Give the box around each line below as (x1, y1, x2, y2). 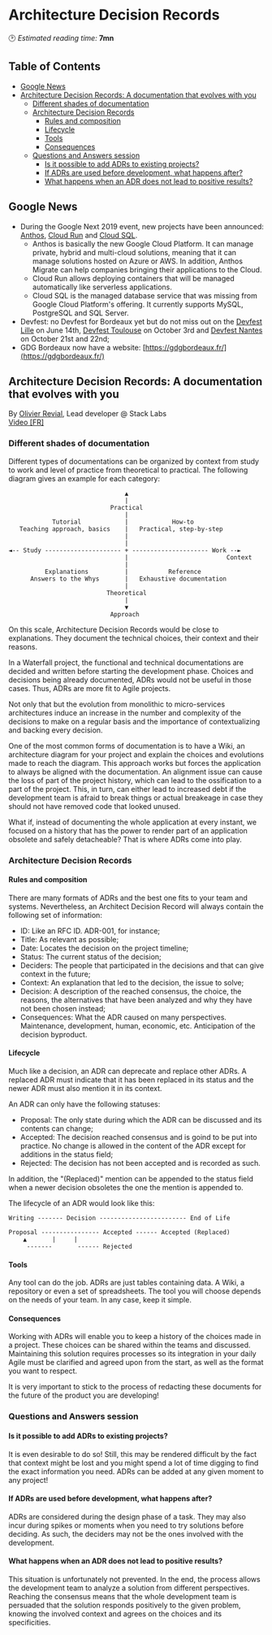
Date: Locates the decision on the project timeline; (19, 943, 189, 953)
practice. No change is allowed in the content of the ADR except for (19, 1141, 246, 1150)
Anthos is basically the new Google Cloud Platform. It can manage (32, 238, 254, 249)
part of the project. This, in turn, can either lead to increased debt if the (8, 784, 247, 794)
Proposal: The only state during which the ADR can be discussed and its (19, 1115, 262, 1124)
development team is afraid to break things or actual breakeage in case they (8, 793, 264, 802)
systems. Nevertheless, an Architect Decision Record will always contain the (8, 901, 264, 911)
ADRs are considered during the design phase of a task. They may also (8, 1511, 246, 1521)
